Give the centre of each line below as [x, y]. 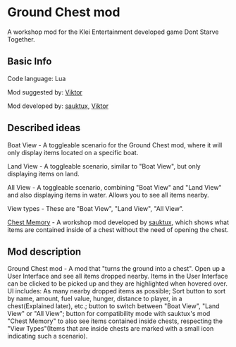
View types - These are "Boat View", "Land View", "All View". [96, 208]
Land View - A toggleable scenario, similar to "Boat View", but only [104, 166]
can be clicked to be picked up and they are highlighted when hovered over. [117, 284]
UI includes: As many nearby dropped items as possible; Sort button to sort [117, 291]
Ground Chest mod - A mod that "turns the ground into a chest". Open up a [116, 269]
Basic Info [30, 62]
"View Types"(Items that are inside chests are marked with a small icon [111, 329]
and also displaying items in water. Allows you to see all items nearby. [108, 195]
